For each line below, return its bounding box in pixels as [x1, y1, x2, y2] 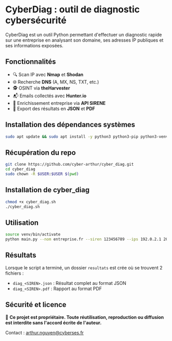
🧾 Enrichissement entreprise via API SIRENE [12, 100, 106, 106]
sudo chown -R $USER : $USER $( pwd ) [5, 171, 79, 176]
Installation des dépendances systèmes [5, 120, 136, 129]
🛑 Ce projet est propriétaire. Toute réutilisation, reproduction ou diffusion [5, 314, 164, 320]
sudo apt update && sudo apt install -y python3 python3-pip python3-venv [5, 134, 168, 139]
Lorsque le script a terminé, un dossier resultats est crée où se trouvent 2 [5, 264, 163, 271]
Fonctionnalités [5, 58, 56, 66]
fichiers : [5, 270, 24, 276]
